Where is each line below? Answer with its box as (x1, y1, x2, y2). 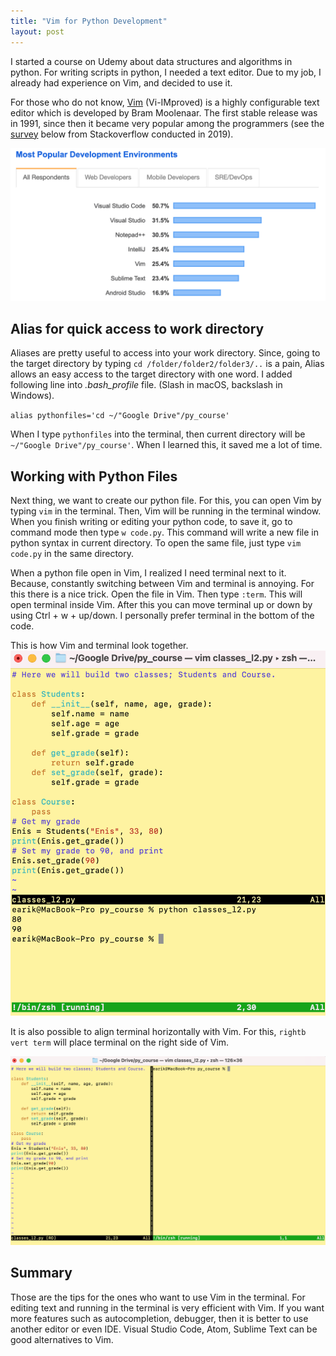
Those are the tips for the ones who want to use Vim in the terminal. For (10, 1291, 306, 1303)
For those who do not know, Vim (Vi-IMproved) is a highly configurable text (10, 96, 320, 108)
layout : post (10, 26, 65, 37)
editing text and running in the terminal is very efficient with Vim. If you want (10, 1301, 325, 1314)
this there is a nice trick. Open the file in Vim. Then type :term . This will (10, 588, 303, 600)
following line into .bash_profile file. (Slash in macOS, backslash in (10, 379, 283, 391)
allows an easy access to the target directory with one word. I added (10, 368, 293, 380)
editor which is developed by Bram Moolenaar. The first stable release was (10, 106, 318, 119)
